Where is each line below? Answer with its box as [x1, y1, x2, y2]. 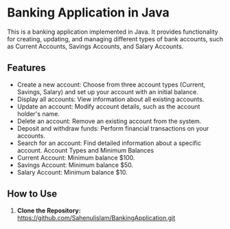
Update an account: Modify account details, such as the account [16, 102, 200, 111]
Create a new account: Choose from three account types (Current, [16, 80, 206, 89]
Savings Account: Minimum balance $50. [16, 160, 134, 169]
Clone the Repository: [16, 206, 81, 215]
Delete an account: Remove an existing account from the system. [16, 117, 202, 125]
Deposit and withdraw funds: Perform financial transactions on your [16, 124, 209, 132]
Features [7, 62, 46, 74]
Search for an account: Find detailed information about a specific [16, 139, 201, 147]
